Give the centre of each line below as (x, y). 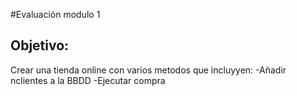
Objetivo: (40, 45)
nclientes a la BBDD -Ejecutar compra (88, 80)
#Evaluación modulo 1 (55, 14)
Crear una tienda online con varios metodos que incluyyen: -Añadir (148, 70)
